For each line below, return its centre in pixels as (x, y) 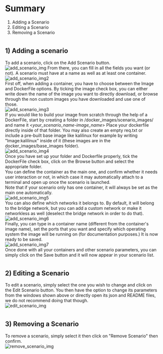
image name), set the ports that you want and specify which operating (75, 229)
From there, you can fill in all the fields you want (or (99, 68)
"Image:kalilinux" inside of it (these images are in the (58, 140)
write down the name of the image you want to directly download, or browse (81, 94)
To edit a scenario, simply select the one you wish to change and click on (79, 285)
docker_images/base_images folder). (42, 146)
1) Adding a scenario (36, 51)
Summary (25, 9)
